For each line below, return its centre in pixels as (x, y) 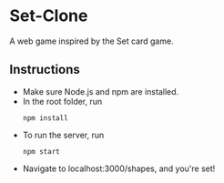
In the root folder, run (62, 101)
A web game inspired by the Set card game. (92, 41)
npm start (41, 151)
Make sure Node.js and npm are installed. (101, 91)
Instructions (45, 70)
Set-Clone (49, 16)
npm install (45, 118)
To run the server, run (63, 135)
